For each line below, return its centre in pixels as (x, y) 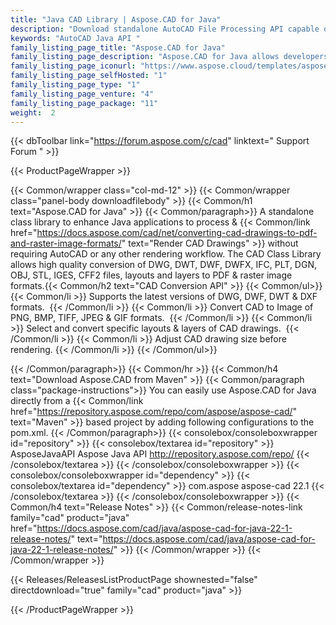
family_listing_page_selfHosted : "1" (89, 76)
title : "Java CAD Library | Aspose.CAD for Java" (116, 19)
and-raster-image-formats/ (66, 243)
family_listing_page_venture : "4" (82, 94)
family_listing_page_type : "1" (75, 85)
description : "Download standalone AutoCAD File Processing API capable (165, 29)
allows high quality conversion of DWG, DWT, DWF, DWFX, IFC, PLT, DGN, (163, 265)
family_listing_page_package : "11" (84, 103)
